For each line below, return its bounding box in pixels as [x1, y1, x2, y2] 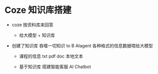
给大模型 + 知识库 [19, 32, 55, 38]
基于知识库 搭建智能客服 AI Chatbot [19, 64, 91, 70]
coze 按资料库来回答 [11, 22, 54, 28]
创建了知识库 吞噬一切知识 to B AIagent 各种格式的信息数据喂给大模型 [11, 42, 154, 48]
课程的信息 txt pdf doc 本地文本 [19, 53, 83, 59]
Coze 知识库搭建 [4, 4, 72, 16]
